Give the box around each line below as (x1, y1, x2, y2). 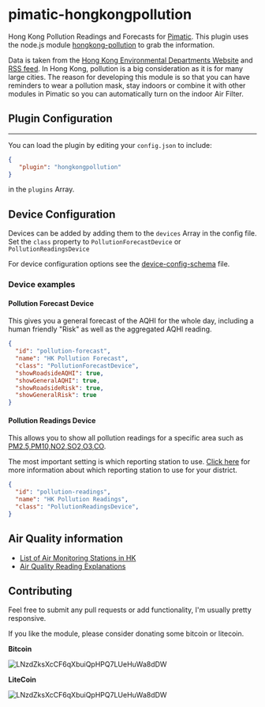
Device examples (8, 279, 76, 290)
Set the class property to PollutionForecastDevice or (8, 237, 181, 247)
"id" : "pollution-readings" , (15, 488, 111, 496)
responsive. (8, 614, 47, 623)
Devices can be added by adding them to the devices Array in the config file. (8, 229, 257, 238)
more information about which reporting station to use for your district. (8, 465, 238, 475)
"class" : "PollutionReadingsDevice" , (15, 503, 140, 511)
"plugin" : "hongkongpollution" (18, 163, 122, 171)
